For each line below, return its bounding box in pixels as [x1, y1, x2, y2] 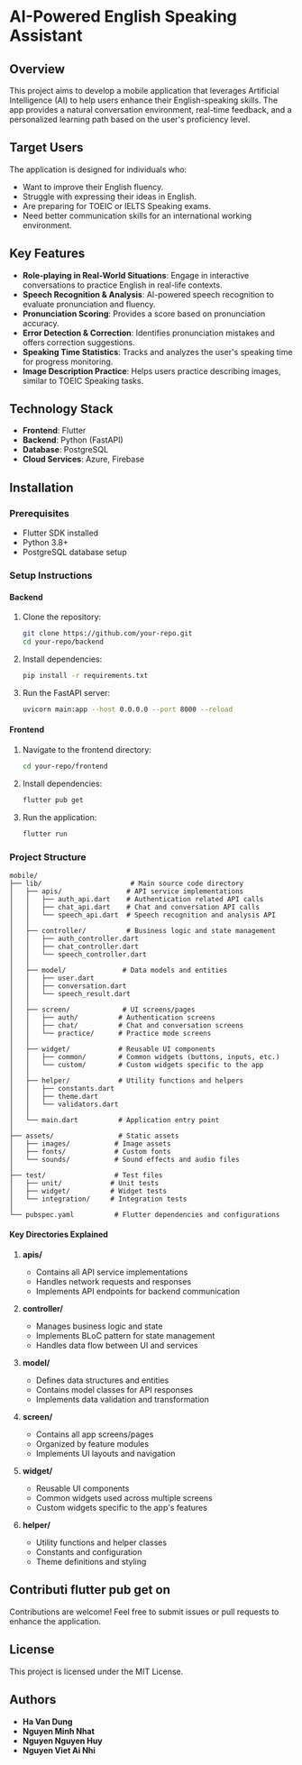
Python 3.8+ [22, 537, 69, 548]
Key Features [9, 246, 86, 261]
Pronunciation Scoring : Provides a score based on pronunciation [22, 308, 266, 319]
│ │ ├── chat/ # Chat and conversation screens [9, 1020, 244, 1029]
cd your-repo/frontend [22, 762, 108, 771]
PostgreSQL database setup [22, 547, 128, 558]
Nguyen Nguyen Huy [22, 1735, 103, 1746]
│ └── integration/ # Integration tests [9, 1194, 188, 1203]
